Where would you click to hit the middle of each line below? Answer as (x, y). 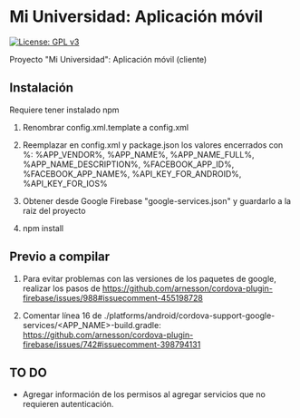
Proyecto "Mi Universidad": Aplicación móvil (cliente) (108, 59)
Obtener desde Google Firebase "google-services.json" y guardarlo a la (157, 200)
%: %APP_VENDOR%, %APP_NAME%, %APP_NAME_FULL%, (138, 154)
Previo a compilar (60, 257)
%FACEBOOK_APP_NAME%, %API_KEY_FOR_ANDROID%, (132, 173)
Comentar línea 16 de (62, 316)
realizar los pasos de (62, 288)
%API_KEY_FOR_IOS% (65, 183)
